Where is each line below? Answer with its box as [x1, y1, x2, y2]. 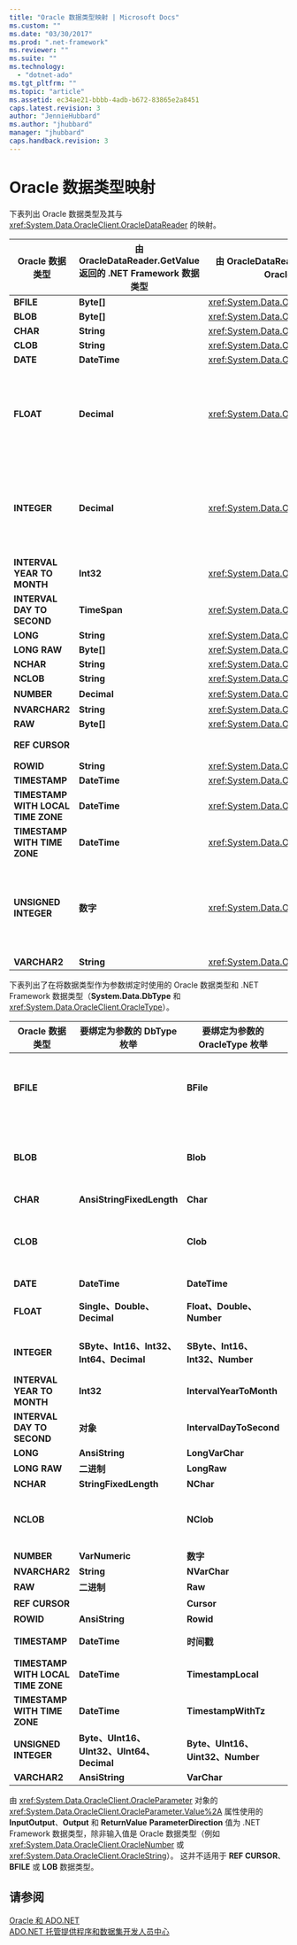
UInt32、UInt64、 [78, 1745, 156, 1757]
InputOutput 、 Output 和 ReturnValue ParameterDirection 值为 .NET [9, 1817, 261, 1827]
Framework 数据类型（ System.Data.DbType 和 [9, 990, 181, 1001]
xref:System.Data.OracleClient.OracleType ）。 [9, 1002, 174, 1012]
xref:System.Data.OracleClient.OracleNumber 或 [9, 1839, 185, 1849]
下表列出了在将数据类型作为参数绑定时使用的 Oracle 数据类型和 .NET [9, 980, 259, 990]
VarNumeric [78, 1549, 131, 1561]
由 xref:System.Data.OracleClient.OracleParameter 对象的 [9, 1794, 218, 1805]
